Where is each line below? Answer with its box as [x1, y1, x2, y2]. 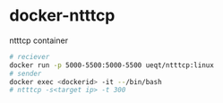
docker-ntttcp [9, 5, 116, 26]
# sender [9, 69, 42, 78]
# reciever [9, 52, 50, 61]
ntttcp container [9, 35, 69, 46]
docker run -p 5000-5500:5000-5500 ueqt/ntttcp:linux [9, 60, 215, 70]
